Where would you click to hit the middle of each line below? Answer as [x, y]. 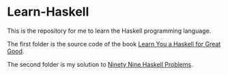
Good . [16, 51]
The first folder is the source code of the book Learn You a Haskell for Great [114, 44]
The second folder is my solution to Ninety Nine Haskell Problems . [100, 64]
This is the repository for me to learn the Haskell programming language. [109, 31]
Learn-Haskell [48, 12]
